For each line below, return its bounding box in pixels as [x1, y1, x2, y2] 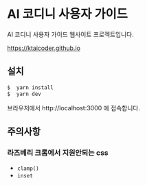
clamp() [16, 165, 39, 172]
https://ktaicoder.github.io [7, 44, 81, 52]
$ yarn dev [7, 90, 41, 97]
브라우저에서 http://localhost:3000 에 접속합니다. [7, 103, 141, 112]
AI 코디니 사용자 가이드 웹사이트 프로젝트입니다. [7, 30, 134, 38]
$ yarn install [7, 84, 54, 91]
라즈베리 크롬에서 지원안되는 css [7, 148, 109, 158]
